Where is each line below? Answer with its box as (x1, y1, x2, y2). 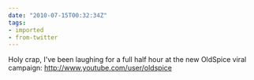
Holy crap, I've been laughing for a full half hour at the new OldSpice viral (8, 55, 247, 64)
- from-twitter (8, 33, 58, 42)
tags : (8, 19, 26, 27)
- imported (8, 26, 44, 34)
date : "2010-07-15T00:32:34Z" (8, 11, 108, 20)
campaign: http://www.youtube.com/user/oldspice (8, 64, 172, 73)
